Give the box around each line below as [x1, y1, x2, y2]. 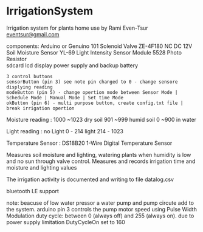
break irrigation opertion [6, 105, 75, 111]
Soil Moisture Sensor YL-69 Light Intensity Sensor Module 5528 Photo [6, 48, 182, 56]
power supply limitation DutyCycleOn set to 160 [6, 218, 126, 225]
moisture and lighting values [6, 164, 77, 171]
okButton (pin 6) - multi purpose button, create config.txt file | [6, 100, 184, 106]
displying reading [6, 84, 53, 90]
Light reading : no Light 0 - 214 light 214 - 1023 [6, 127, 123, 134]
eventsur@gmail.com [6, 30, 60, 38]
